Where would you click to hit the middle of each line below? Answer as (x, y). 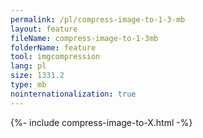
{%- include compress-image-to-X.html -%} (101, 122)
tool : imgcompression (55, 57)
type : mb (28, 85)
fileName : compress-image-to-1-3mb (84, 38)
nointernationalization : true (73, 94)
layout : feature (44, 29)
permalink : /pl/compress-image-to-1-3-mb (98, 19)
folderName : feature (53, 47)
